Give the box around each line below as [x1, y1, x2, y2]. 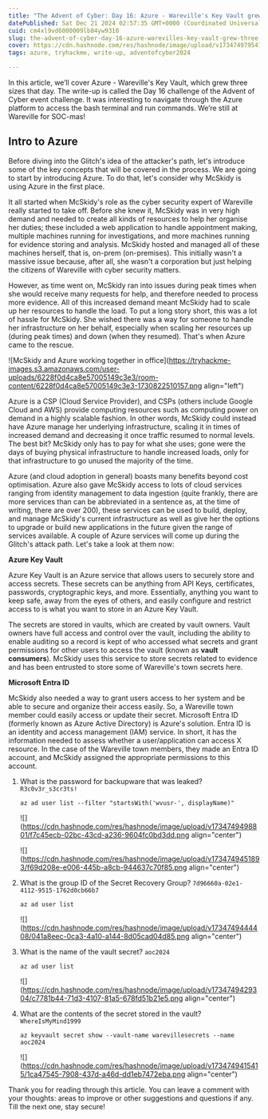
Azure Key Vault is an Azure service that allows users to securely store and [8, 570, 254, 579]
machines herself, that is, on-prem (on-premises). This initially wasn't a [8, 248, 242, 257]
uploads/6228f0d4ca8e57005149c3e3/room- [8, 372, 159, 382]
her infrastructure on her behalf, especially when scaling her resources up [8, 323, 252, 333]
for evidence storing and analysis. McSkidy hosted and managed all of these [8, 239, 260, 249]
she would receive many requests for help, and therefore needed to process [8, 289, 258, 298]
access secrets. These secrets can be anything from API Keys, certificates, [8, 579, 255, 588]
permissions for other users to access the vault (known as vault [8, 645, 219, 655]
